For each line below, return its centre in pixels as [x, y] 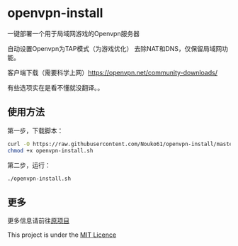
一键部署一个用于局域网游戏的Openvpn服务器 [74, 33]
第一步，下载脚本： [35, 130]
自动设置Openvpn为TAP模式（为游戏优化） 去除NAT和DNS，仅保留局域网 [115, 48]
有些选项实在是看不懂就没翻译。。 [56, 87]
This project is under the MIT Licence [62, 235]
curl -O [19, 144]
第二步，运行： [29, 165]
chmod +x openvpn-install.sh [50, 150]
